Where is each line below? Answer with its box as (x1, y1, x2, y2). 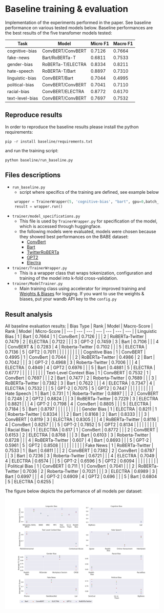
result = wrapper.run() (14, 204, 63, 209)
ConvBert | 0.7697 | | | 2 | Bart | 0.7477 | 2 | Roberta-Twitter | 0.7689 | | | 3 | (5, 375, 157, 381)
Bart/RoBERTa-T (42, 55, 76, 61)
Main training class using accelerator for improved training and (19, 286, 146, 291)
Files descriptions (5, 171, 61, 179)
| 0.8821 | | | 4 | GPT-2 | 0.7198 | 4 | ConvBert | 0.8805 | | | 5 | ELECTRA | (5, 401, 151, 407)
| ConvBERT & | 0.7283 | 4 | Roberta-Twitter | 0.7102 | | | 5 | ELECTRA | (5, 344, 147, 350)
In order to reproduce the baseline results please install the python (5, 123, 139, 130)
